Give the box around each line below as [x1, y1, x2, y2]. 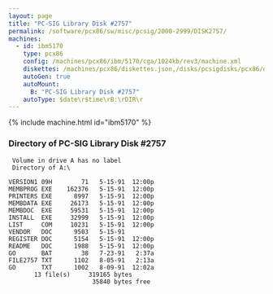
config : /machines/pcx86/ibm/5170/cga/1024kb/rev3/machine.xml [23, 58, 242, 66]
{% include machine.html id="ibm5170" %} [8, 117, 152, 127]
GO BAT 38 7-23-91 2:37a [8, 249, 154, 257]
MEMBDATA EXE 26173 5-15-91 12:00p [8, 199, 154, 208]
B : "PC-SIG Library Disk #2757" [29, 87, 140, 96]
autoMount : [23, 80, 60, 88]
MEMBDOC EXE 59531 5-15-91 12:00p [8, 206, 154, 214]
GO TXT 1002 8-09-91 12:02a [8, 263, 154, 271]
